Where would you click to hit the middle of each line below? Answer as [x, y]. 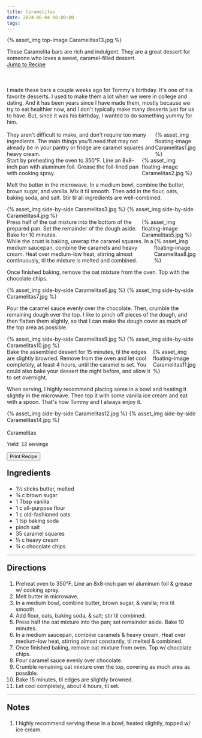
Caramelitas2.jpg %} [167, 173]
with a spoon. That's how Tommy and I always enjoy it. [74, 402]
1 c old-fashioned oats [43, 515]
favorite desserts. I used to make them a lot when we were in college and [97, 96]
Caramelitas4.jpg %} [32, 216]
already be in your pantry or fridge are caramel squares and [81, 147]
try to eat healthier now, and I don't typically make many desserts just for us [100, 110]
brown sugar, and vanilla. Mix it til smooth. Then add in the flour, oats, [93, 191]
